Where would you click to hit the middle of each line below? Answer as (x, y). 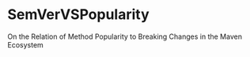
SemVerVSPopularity (78, 15)
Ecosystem (26, 44)
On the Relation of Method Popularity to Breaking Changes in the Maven (125, 36)
